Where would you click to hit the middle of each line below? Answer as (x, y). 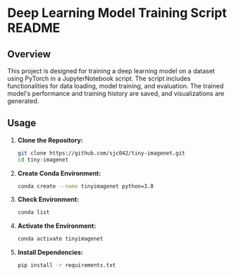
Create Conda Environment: (59, 173)
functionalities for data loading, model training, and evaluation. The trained (116, 86)
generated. (23, 101)
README (34, 28)
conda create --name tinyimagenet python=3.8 (85, 186)
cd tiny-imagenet (43, 160)
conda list (33, 212)
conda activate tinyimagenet (60, 239)
